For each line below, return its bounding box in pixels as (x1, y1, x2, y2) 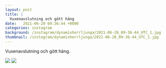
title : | (5, 12, 23, 17)
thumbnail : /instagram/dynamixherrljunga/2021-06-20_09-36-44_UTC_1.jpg (5, 35, 159, 40)
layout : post (5, 7, 32, 12)
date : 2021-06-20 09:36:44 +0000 (5, 21, 79, 26)
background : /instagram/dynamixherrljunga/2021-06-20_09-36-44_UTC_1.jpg (5, 30, 162, 35)
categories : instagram (5, 26, 52, 31)
